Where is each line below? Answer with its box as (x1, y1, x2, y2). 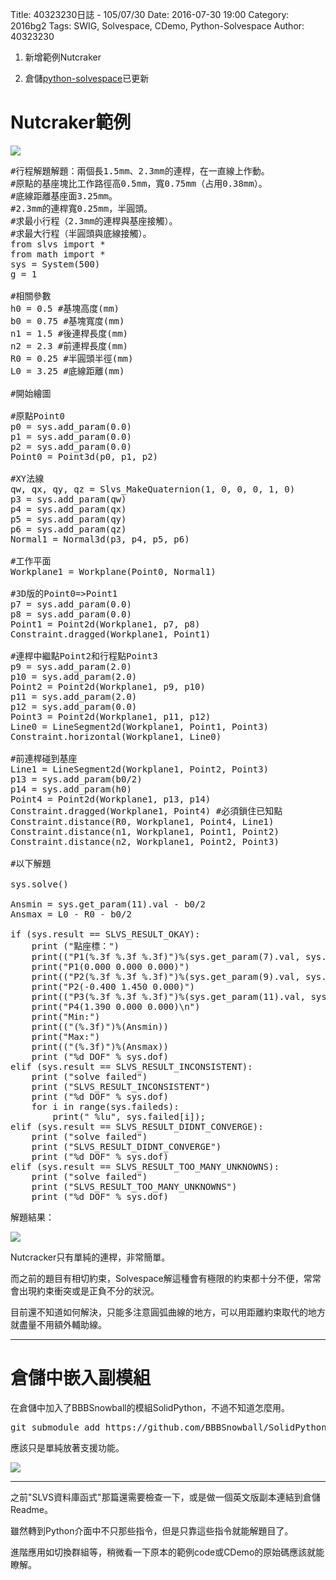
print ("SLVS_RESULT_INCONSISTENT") (31, 1081, 212, 1092)
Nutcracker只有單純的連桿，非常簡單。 (10, 1251, 171, 1263)
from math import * (10, 248, 106, 260)
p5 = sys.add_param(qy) (10, 513, 127, 525)
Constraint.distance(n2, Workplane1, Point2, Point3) (10, 836, 280, 847)
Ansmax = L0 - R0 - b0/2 (10, 908, 132, 920)
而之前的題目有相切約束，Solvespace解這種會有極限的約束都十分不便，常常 (10, 1272, 322, 1284)
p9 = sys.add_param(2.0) (10, 661, 132, 672)
